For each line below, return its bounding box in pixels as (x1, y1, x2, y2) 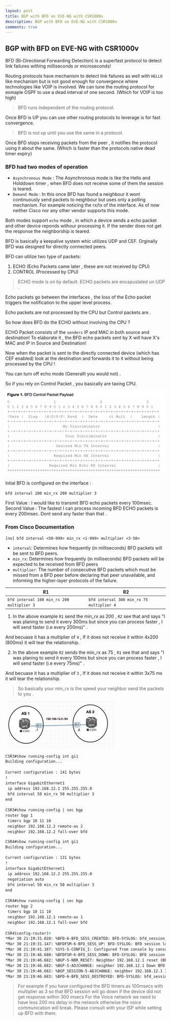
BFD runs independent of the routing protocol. (17, 105, 115, 111)
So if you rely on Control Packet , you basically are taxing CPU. (5, 381, 137, 387)
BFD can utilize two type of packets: (5, 254, 81, 260)
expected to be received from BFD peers (12, 561, 98, 568)
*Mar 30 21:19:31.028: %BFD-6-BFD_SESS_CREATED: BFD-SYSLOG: (5, 936, 138, 941)
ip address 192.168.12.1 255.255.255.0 (7, 786, 93, 791)
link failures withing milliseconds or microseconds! (5, 63, 111, 69)
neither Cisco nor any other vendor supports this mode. (12, 208, 130, 214)
